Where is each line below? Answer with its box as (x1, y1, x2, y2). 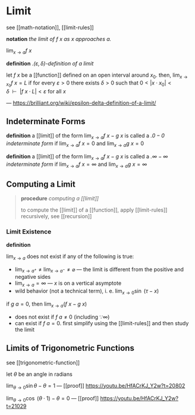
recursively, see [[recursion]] (20, 213, 92, 220)
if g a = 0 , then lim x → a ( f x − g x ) (6, 300, 87, 309)
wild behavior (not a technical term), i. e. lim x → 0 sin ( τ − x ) (14, 287, 159, 295)
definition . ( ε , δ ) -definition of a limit (6, 59, 94, 67)
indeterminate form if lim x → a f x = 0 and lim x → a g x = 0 (6, 140, 144, 149)
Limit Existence (6, 228, 52, 236)
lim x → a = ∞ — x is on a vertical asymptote (14, 279, 122, 288)
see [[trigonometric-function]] (6, 359, 80, 366)
